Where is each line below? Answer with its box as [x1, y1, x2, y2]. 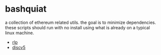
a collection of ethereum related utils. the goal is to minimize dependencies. [5, 19, 156, 25]
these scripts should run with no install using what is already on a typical [5, 24, 150, 30]
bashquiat [5, 3, 47, 15]
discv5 [12, 44, 26, 50]
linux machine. [5, 30, 34, 36]
